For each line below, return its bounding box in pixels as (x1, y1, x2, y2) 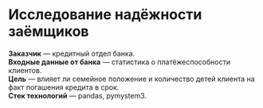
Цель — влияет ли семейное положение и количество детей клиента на (8, 74, 255, 83)
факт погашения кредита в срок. (8, 82, 120, 92)
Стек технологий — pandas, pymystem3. (8, 91, 147, 100)
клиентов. (8, 65, 42, 75)
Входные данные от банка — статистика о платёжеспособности (8, 57, 231, 67)
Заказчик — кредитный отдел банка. (8, 48, 135, 58)
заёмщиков (8, 22, 89, 40)
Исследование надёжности (8, 6, 202, 24)
